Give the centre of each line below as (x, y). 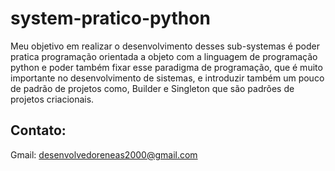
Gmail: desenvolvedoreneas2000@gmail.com (104, 154)
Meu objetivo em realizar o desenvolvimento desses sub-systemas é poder (165, 46)
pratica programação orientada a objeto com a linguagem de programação (164, 56)
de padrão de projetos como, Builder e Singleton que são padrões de (152, 88)
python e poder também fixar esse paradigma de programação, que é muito (166, 67)
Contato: (38, 130)
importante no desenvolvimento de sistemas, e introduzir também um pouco (167, 78)
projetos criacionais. (52, 99)
